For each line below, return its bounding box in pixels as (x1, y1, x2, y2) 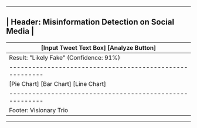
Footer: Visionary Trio (9, 106, 69, 114)
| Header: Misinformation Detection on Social (6, 17, 175, 27)
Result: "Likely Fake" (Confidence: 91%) (9, 53, 121, 61)
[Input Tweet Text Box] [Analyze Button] (40, 43, 157, 51)
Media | (6, 26, 34, 36)
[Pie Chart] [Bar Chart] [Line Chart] (9, 79, 107, 88)
